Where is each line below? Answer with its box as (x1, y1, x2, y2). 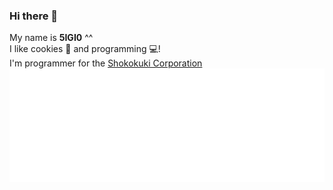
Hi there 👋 (9, 9, 59, 23)
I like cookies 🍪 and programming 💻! (9, 43, 161, 55)
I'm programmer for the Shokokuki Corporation (9, 57, 203, 69)
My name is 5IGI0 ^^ (9, 32, 94, 44)
